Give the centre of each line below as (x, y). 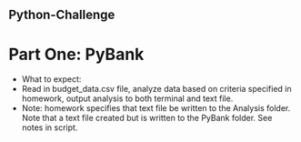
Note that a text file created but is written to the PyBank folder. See (147, 118)
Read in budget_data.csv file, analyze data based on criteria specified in (156, 89)
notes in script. (50, 127)
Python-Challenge (62, 15)
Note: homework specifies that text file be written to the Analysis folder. (156, 108)
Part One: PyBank (76, 54)
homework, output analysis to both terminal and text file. (127, 98)
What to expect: (51, 79)
